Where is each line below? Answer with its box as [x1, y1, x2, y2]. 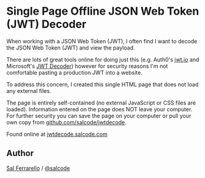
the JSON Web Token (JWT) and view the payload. [6, 44, 135, 51]
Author [6, 148, 34, 158]
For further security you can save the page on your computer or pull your [6, 112, 191, 119]
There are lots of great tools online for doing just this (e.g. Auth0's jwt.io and [6, 56, 199, 63]
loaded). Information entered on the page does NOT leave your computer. [6, 105, 193, 113]
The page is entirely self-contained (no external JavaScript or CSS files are [6, 99, 196, 106]
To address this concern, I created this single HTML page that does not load [6, 81, 199, 88]
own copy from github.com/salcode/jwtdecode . [6, 118, 127, 126]
